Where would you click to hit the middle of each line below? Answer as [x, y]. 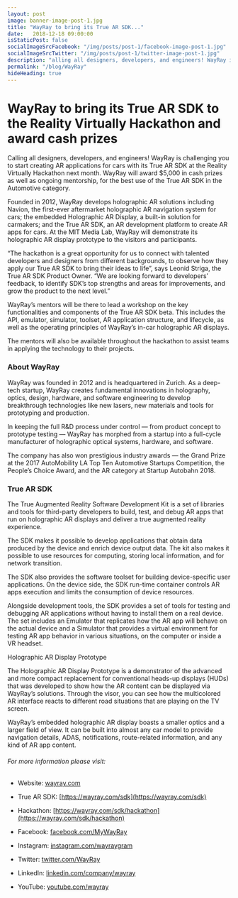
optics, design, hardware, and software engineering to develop [99, 397]
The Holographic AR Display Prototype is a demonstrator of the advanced [115, 671]
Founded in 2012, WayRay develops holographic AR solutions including [111, 202]
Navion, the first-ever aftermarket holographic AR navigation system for [112, 209]
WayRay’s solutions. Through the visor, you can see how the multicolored [114, 694]
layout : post [27, 14]
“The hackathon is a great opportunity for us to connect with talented [108, 253]
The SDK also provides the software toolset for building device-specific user [119, 577]
